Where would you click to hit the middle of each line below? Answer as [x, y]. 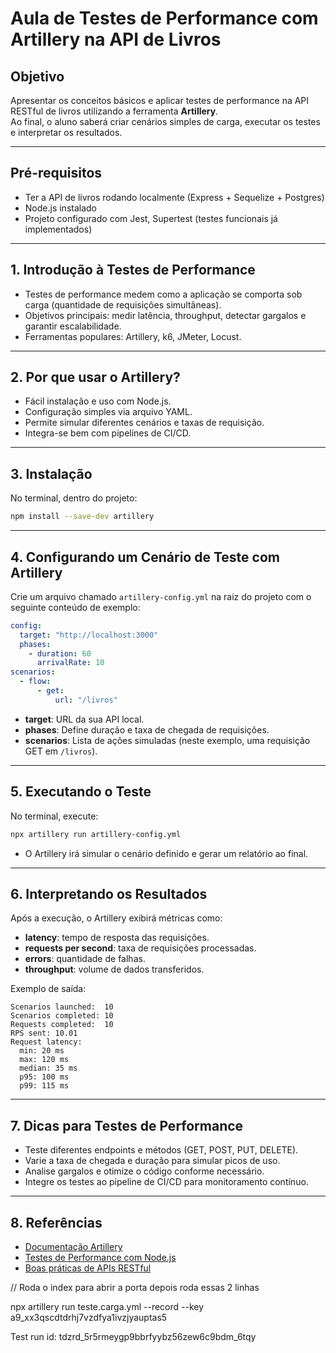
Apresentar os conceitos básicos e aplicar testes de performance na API [160, 100]
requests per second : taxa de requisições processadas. [140, 948]
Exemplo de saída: [48, 989]
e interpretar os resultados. [66, 132]
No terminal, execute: [54, 816]
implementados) [58, 229]
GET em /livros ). [61, 751]
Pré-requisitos [56, 173]
